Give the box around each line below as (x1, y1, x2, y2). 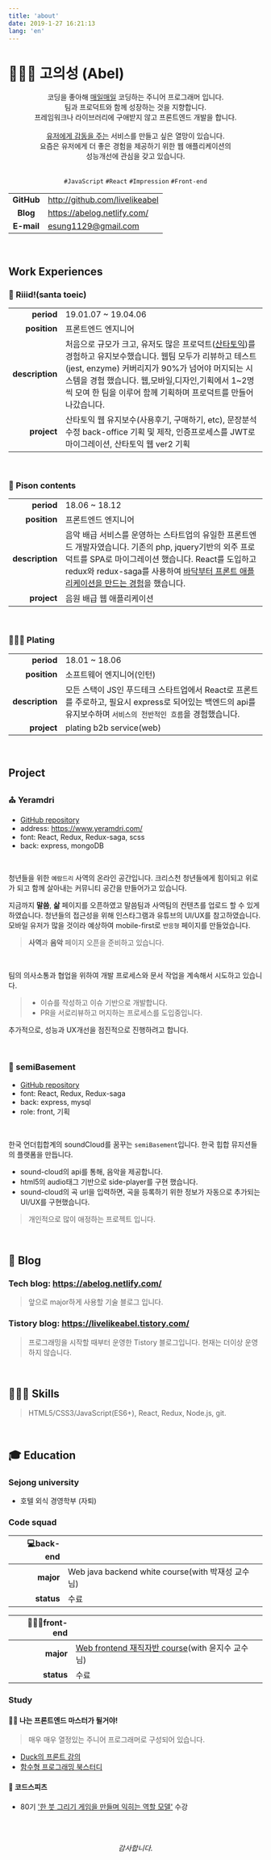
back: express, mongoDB (19, 841, 105, 850)
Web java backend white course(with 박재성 (68, 1566, 233, 1577)
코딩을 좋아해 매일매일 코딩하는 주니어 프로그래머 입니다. (47, 92, 224, 102)
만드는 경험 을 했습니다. (104, 578, 186, 590)
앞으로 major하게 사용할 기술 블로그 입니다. (27, 1297, 164, 1307)
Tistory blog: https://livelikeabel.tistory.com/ (8, 1318, 190, 1329)
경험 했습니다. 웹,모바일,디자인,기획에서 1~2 (90, 375, 248, 386)
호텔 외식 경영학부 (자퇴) (19, 1496, 97, 1506)
